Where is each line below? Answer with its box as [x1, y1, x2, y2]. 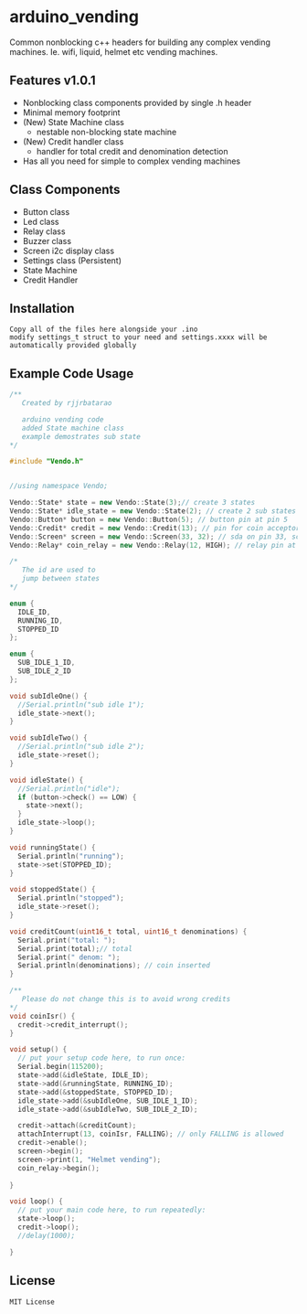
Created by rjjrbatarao [21, 399, 112, 408]
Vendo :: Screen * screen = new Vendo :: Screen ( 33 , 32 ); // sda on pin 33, [9, 532, 288, 541]
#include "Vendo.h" [9, 457, 84, 466]
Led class [22, 216, 59, 227]
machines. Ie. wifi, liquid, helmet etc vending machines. [9, 46, 218, 57]
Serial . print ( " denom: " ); [17, 953, 121, 962]
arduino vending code [21, 414, 104, 424]
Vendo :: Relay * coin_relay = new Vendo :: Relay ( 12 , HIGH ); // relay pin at [9, 540, 297, 550]
